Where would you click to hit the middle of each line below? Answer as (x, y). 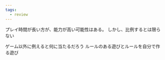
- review (19, 14)
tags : (11, 10)
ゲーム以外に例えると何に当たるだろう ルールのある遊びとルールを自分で (80, 46)
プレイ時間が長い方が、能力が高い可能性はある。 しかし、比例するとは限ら (83, 29)
